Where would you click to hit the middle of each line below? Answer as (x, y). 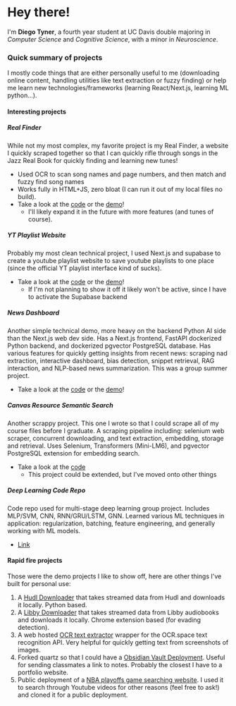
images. (29, 650)
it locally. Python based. (52, 604)
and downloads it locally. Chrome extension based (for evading (109, 620)
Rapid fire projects (35, 561)
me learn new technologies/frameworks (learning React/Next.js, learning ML (118, 88)
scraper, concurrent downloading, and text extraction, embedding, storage (116, 438)
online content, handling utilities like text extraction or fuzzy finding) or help (117, 80)
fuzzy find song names (51, 181)
